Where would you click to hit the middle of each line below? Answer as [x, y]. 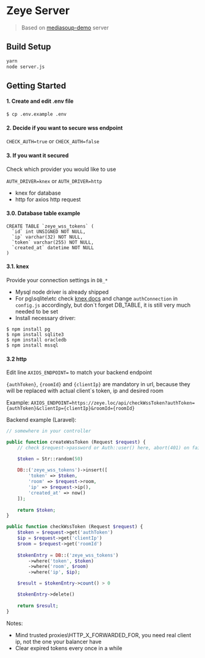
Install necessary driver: [45, 318]
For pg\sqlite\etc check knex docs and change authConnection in [96, 298]
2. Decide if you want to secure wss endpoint [65, 128]
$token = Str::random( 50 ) [50, 459]
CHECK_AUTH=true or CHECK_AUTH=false [53, 141]
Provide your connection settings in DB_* [57, 280]
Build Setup [29, 47]
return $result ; [38, 606]
